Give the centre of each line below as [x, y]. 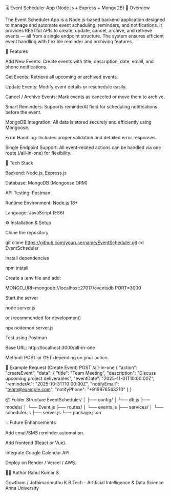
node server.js [20, 308]
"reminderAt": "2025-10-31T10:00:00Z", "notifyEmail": [62, 384]
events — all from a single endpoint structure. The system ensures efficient [84, 36]
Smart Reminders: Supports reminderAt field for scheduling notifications [81, 107]
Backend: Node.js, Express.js [36, 173]
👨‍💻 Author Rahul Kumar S [32, 473]
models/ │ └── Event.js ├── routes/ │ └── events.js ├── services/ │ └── [84, 407]
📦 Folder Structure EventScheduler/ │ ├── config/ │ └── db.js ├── [78, 400]
